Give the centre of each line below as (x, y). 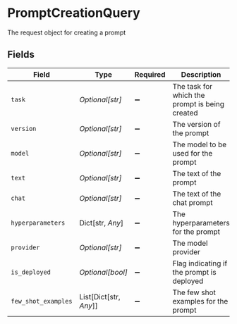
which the (189, 95)
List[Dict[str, (100, 297)
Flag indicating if (200, 263)
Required (150, 74)
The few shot (194, 292)
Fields (21, 55)
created (186, 113)
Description (201, 74)
